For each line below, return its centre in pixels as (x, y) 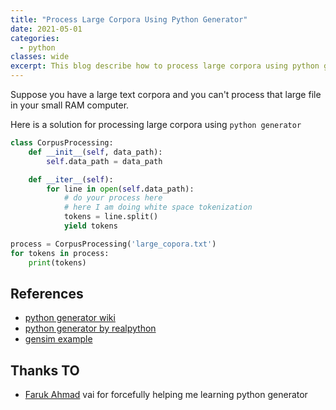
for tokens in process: (60, 253)
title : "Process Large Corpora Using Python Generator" (129, 19)
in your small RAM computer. (70, 105)
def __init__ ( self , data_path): (95, 152)
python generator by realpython (90, 328)
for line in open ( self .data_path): (120, 189)
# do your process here (113, 198)
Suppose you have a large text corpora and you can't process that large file (166, 94)
